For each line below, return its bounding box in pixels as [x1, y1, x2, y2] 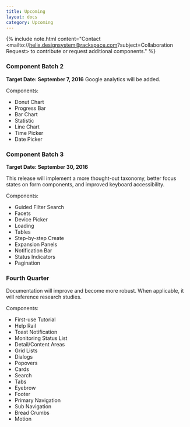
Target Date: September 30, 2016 [6, 163, 89, 170]
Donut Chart [14, 98, 44, 105]
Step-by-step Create [14, 234, 64, 241]
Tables [14, 228, 31, 235]
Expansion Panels [14, 241, 58, 248]
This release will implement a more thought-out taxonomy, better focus [6, 175, 177, 182]
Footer [14, 391, 31, 398]
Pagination [14, 259, 41, 266]
